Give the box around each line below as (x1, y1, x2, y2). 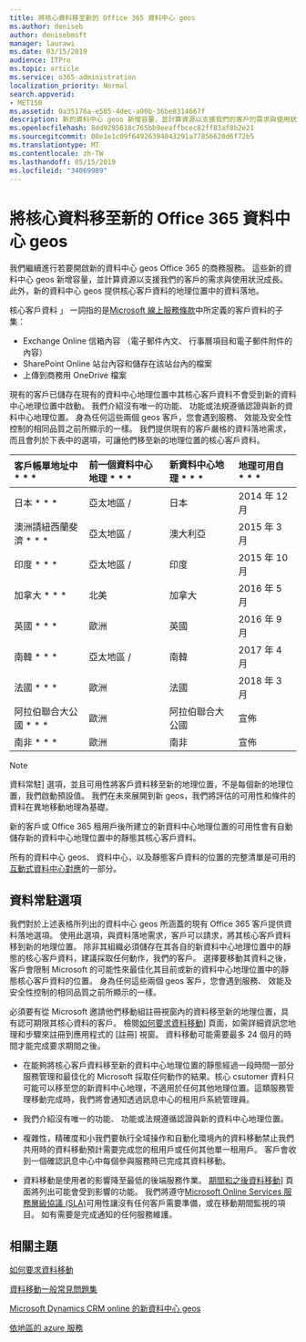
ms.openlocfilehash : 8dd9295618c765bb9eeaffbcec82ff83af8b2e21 (9, 124, 255, 133)
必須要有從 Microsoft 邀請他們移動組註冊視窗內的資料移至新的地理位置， (9, 1006, 281, 1017)
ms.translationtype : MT (9, 140, 100, 150)
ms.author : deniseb (9, 22, 84, 31)
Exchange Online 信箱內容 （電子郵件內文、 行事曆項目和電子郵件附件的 (22, 335, 293, 346)
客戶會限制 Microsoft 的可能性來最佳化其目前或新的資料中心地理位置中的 (9, 964, 281, 976)
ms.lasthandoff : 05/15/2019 (9, 157, 117, 167)
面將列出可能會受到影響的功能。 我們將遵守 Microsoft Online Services (22, 1186, 282, 1197)
